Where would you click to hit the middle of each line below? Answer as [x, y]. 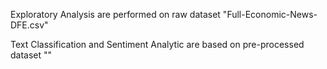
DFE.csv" [29, 25]
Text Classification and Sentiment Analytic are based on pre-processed [157, 44]
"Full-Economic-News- [270, 14]
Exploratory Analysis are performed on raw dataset [115, 14]
